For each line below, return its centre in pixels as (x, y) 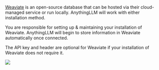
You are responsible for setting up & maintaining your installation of (74, 27)
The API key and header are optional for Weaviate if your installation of (77, 47)
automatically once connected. (37, 38)
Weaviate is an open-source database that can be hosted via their (72, 7)
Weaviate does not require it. (34, 53)
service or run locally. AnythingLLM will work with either (83, 12)
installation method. (25, 18)
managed (15, 12)
